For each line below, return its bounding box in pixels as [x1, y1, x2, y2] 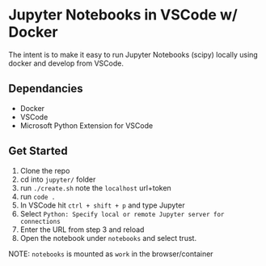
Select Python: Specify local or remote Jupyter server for [19, 208, 225, 218]
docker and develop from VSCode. [8, 58, 124, 68]
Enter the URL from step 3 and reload [19, 225, 145, 234]
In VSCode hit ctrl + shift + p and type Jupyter [19, 200, 185, 210]
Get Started [8, 144, 68, 158]
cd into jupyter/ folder [19, 174, 96, 184]
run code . [19, 191, 56, 201]
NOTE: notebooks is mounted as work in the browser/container [8, 249, 213, 259]
